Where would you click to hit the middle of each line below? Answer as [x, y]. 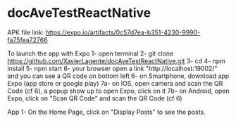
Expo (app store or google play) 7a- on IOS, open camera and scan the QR [115, 83]
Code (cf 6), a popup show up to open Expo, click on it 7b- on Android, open [118, 91]
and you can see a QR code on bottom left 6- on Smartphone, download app [118, 76]
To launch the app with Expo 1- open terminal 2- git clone [91, 53]
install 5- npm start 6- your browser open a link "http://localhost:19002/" [112, 68]
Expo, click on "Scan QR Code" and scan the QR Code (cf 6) [95, 98]
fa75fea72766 [27, 39]
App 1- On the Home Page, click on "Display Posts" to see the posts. [106, 112]
